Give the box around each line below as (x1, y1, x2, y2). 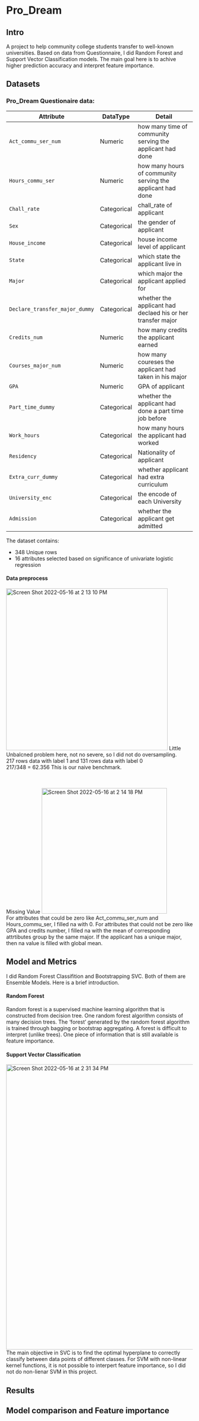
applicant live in (137, 260, 182, 268)
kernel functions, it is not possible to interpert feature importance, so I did (6, 1362, 186, 1369)
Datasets (6, 79, 40, 89)
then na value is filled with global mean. (6, 939, 103, 946)
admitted (137, 522, 163, 530)
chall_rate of (137, 201, 173, 209)
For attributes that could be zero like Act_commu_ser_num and (6, 914, 159, 921)
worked (137, 438, 159, 447)
